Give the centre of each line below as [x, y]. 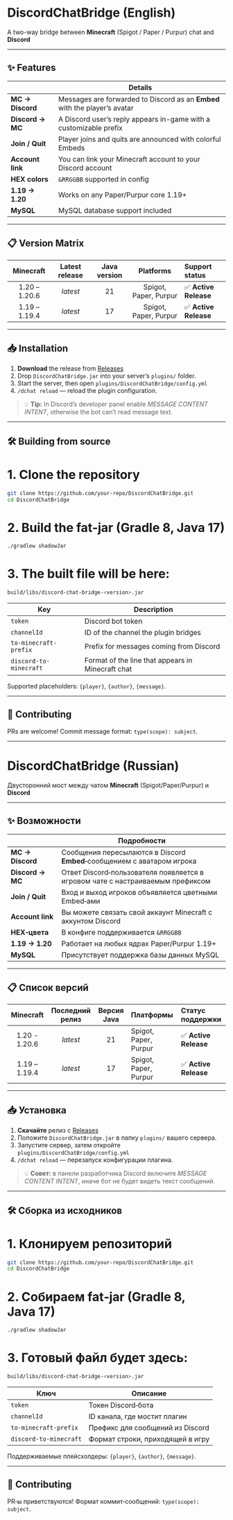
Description [153, 610]
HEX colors [29, 179]
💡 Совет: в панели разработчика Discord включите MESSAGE [115, 1174]
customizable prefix [90, 128]
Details [140, 87]
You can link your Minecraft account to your [129, 159]
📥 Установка [37, 1110]
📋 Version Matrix [46, 244]
